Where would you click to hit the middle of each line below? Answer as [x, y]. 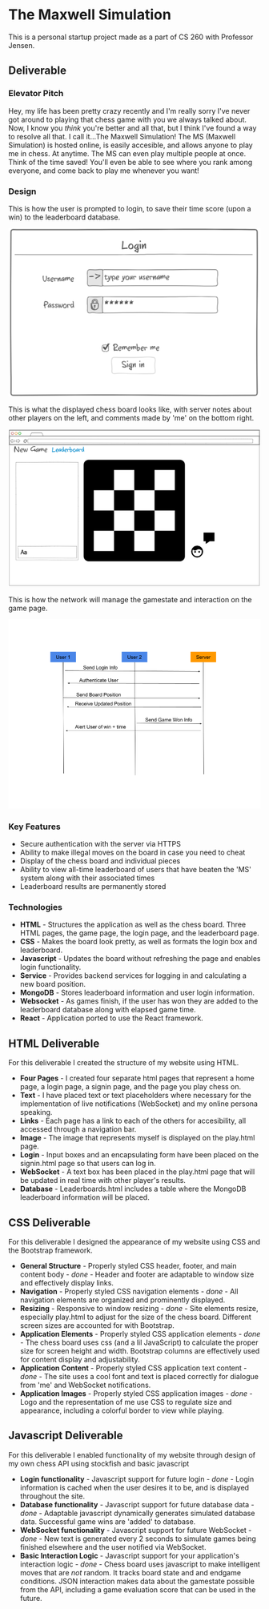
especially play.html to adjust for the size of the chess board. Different [136, 1317]
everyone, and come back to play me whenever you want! [104, 171]
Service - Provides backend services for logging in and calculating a [133, 975]
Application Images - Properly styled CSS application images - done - [136, 1394]
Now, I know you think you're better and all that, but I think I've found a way [132, 128]
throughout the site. [52, 1496]
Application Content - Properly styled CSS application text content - [133, 1368]
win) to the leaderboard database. [64, 217]
